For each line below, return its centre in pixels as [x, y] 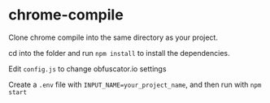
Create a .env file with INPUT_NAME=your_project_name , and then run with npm [135, 84]
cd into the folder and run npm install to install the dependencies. [119, 53]
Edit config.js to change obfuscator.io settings [87, 69]
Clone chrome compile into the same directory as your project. [113, 37]
